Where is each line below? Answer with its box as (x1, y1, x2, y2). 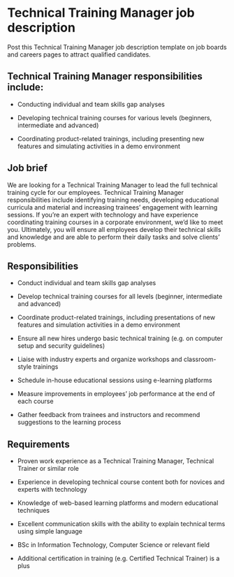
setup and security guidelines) (17, 342, 105, 350)
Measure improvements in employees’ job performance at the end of (17, 390, 215, 398)
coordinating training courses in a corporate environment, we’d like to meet (7, 218, 224, 226)
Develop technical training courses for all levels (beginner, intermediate (17, 292, 223, 301)
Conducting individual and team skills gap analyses (17, 100, 166, 108)
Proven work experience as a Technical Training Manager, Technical (17, 457, 214, 465)
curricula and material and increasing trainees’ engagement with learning (7, 203, 218, 211)
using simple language (17, 527, 82, 536)
